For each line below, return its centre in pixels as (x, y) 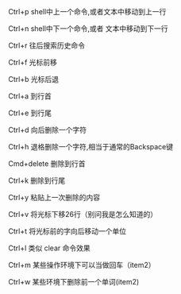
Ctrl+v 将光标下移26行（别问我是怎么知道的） (83, 214)
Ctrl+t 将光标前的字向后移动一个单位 (67, 231)
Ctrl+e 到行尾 (30, 113)
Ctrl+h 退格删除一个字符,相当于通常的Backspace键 (91, 147)
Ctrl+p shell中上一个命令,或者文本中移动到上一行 (87, 12)
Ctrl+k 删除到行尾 (37, 180)
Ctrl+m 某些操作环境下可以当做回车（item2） (82, 265)
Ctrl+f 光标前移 (33, 62)
